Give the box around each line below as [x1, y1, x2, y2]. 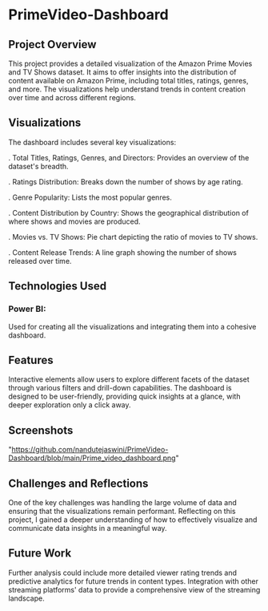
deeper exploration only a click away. [8, 400, 131, 410]
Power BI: [8, 303, 46, 314]
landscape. [8, 593, 46, 603]
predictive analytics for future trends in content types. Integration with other [8, 576, 258, 586]
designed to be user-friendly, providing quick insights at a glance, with [8, 391, 241, 402]
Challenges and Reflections [8, 476, 149, 490]
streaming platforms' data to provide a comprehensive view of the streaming [8, 585, 261, 594]
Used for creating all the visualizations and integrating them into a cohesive [8, 322, 257, 331]
